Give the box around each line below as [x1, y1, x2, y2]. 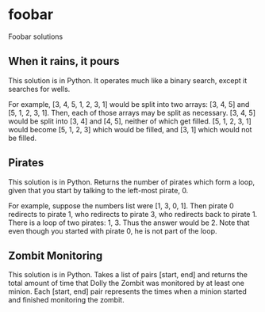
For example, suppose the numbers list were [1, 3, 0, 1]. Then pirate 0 [8, 200, 234, 211]
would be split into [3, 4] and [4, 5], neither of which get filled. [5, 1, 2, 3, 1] [8, 116, 252, 126]
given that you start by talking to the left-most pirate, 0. [8, 185, 189, 195]
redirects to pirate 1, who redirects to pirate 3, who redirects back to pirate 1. [8, 209, 258, 219]
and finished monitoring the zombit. [8, 295, 125, 305]
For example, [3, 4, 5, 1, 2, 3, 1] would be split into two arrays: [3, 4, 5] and [8, 99, 250, 108]
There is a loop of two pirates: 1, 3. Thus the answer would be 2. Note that [8, 218, 250, 227]
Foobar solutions [8, 32, 63, 41]
